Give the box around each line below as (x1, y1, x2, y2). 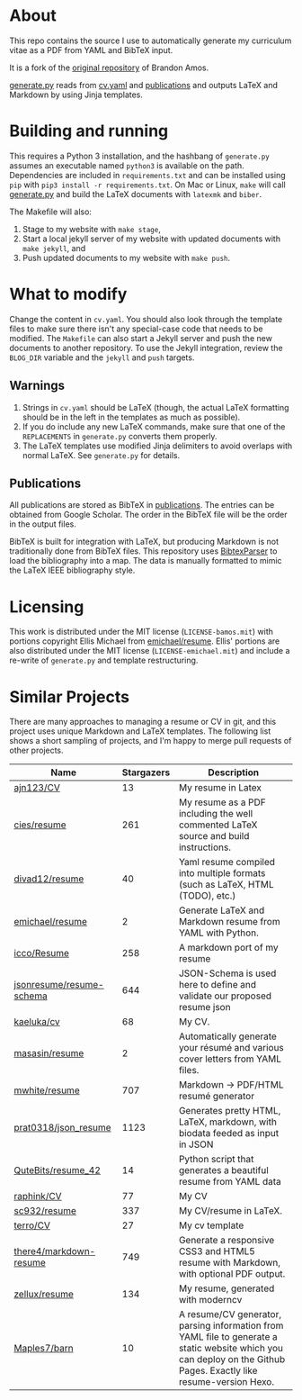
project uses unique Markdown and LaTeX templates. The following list (9, 726, 271, 736)
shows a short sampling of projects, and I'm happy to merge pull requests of (9, 736, 292, 746)
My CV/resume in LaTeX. (178, 1205, 283, 1217)
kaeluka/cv (13, 1016, 60, 1028)
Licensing (9, 596, 84, 617)
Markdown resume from (178, 916, 280, 928)
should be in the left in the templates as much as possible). (22, 411, 241, 422)
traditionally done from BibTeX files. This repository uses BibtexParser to (9, 546, 278, 556)
